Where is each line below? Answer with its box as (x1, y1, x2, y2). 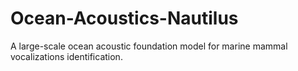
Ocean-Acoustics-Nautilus (10, 7, 239, 30)
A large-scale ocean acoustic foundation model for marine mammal (10, 40, 288, 52)
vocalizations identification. (10, 50, 123, 62)
